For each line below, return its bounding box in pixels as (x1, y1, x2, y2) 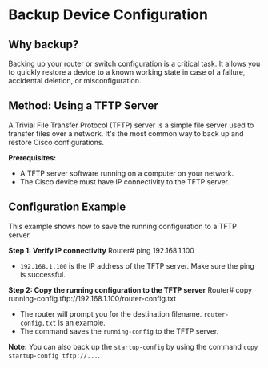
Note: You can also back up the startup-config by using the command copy (8, 342, 258, 351)
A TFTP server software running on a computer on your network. (19, 168, 234, 178)
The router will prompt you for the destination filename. (19, 309, 202, 318)
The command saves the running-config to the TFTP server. (19, 326, 219, 336)
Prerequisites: (8, 152, 57, 162)
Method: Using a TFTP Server (8, 99, 158, 113)
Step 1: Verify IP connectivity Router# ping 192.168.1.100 (8, 245, 194, 255)
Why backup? (8, 38, 79, 51)
